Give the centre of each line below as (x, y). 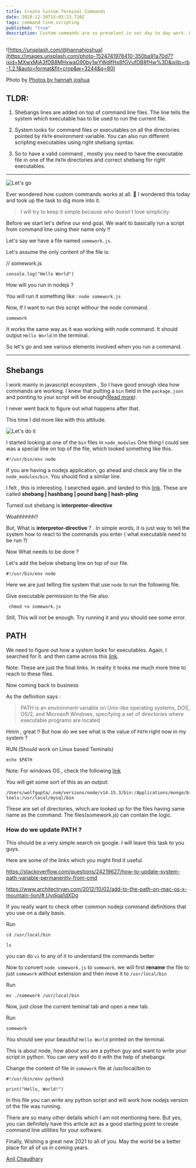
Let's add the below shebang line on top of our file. (67, 563)
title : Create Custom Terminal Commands (56, 11)
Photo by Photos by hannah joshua (48, 80)
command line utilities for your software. (55, 1130)
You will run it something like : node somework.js (64, 296)
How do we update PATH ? (44, 830)
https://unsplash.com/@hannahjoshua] (56, 50)
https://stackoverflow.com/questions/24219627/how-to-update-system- (93, 871)
